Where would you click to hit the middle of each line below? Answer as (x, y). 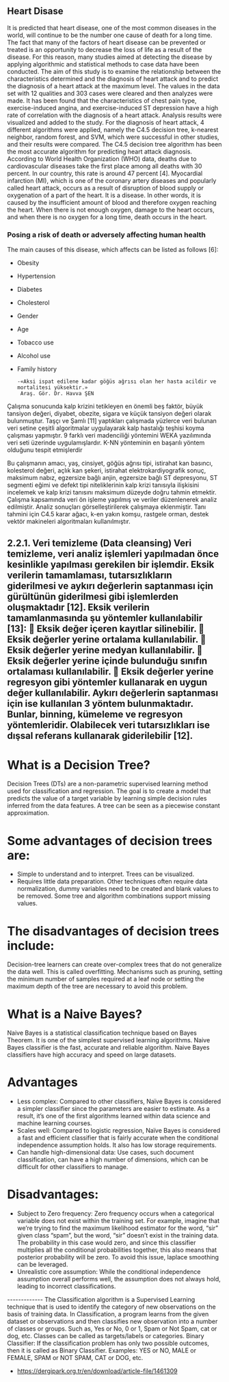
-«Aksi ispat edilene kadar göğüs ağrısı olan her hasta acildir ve (117, 382)
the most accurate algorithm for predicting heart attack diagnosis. (100, 151)
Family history (37, 369)
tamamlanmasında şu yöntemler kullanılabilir (105, 618)
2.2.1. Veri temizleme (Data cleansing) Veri (99, 543)
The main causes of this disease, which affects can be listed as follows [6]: (113, 250)
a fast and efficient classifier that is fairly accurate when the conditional (118, 1138)
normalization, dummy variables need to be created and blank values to (118, 889)
